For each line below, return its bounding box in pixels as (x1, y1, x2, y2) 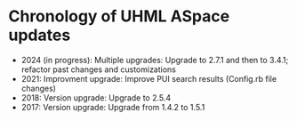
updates (8, 25, 71, 45)
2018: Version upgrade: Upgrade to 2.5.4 (20, 92, 172, 103)
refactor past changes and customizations (20, 64, 177, 75)
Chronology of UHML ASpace (8, 6, 230, 27)
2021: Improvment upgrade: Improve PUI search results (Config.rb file (20, 73, 277, 84)
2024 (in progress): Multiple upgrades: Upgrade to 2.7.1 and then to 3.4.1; (20, 54, 289, 65)
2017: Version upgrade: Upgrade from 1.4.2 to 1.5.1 (20, 101, 205, 112)
